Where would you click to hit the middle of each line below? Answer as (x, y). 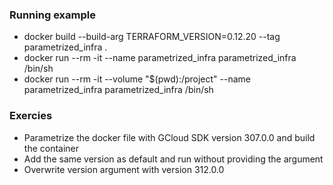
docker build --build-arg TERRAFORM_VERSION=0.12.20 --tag (152, 37)
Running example (52, 15)
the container (51, 148)
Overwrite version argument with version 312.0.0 (124, 169)
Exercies (31, 116)
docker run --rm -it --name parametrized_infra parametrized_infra (160, 58)
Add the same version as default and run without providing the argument (173, 159)
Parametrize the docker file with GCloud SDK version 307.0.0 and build (169, 137)
